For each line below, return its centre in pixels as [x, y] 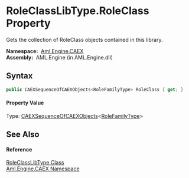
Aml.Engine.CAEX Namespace [43, 169]
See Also [23, 135]
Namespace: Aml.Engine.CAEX [45, 51]
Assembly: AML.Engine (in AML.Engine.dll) [60, 57]
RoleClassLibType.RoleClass [78, 11]
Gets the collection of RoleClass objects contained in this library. [84, 39]
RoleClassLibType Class [35, 163]
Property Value [25, 103]
